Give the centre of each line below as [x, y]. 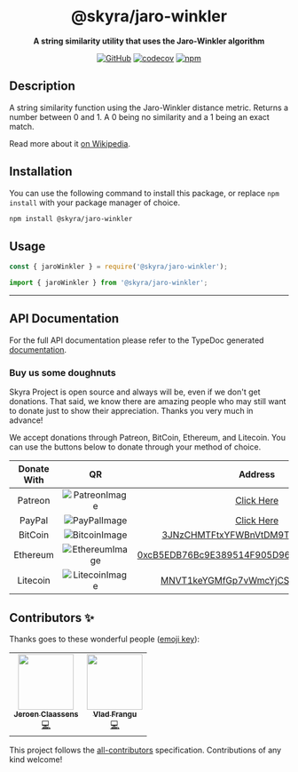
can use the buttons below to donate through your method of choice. [135, 447]
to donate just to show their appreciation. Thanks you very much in [131, 411]
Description [42, 86]
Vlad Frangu [115, 714]
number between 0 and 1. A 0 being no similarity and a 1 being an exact [140, 116]
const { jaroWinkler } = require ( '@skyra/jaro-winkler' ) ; [118, 267]
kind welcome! [36, 759]
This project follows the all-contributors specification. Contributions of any [145, 750]
